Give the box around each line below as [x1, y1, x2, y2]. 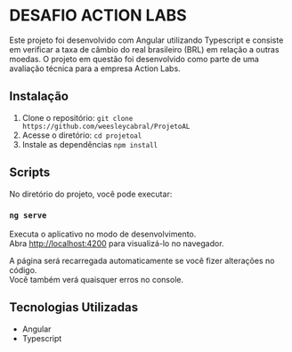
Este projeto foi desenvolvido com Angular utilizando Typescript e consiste [9, 35, 284, 45]
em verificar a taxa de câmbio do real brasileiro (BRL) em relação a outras [9, 44, 280, 54]
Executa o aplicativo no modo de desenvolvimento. [9, 228, 197, 239]
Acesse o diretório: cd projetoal [21, 130, 142, 140]
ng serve [9, 211, 47, 220]
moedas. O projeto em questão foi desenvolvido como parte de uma [9, 53, 260, 64]
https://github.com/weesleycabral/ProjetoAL [21, 122, 191, 131]
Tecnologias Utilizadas [9, 300, 139, 316]
